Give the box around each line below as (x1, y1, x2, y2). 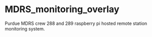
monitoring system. (5, 25, 45, 31)
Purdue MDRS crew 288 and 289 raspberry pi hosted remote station (5, 20, 147, 26)
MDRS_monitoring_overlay (5, 4, 120, 15)
